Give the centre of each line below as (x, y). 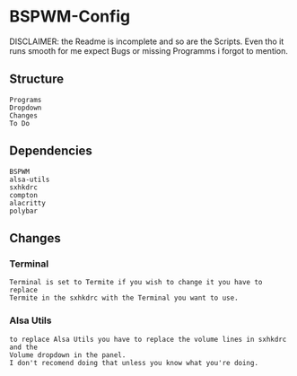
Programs (26, 100)
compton (24, 195)
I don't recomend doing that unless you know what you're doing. (134, 363)
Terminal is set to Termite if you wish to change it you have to (136, 283)
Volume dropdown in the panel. (68, 355)
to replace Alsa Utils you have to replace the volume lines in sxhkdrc (148, 339)
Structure (37, 79)
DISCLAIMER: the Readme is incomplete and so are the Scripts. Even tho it (147, 41)
